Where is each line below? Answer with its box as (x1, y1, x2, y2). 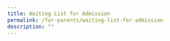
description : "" (7, 23, 54, 30)
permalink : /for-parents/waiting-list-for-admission (7, 17, 164, 24)
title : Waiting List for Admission (7, 10, 111, 17)
